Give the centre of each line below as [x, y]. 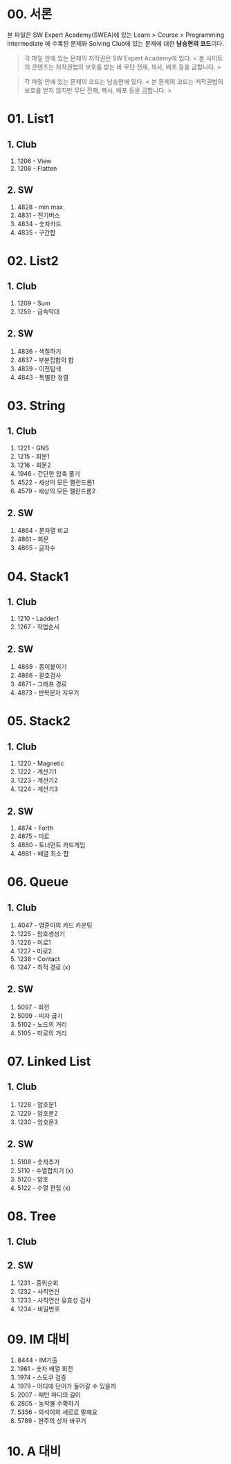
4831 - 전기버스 [38, 215]
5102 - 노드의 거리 [42, 1024]
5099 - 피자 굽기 [40, 1015]
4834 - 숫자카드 [39, 223]
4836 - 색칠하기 [39, 351]
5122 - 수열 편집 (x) [44, 1188]
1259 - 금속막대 [38, 311]
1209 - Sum [34, 303]
